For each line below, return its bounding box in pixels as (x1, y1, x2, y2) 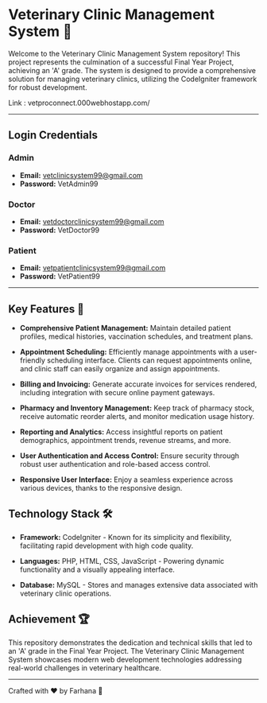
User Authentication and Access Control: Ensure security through (19, 451, 240, 460)
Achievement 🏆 (8, 612, 90, 626)
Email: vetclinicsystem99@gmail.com (19, 170, 143, 180)
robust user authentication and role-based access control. (19, 460, 211, 469)
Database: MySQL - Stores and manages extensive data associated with (19, 580, 258, 589)
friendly (19, 355, 46, 365)
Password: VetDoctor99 (19, 225, 100, 235)
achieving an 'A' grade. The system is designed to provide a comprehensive (8, 65, 257, 75)
